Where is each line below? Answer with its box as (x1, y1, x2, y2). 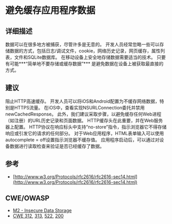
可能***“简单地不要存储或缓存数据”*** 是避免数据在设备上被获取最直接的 (9, 61, 164, 67)
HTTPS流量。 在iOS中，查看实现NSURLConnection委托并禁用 (14, 104, 145, 110)
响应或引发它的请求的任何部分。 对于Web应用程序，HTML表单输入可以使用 (5, 130, 164, 136)
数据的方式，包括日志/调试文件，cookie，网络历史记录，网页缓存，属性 (9, 48, 161, 54)
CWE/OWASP (5, 194, 50, 203)
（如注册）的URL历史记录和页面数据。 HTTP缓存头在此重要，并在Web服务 (5, 117, 163, 123)
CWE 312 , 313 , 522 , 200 (12, 213, 64, 219)
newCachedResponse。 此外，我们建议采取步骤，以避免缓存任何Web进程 (5, 111, 162, 117)
